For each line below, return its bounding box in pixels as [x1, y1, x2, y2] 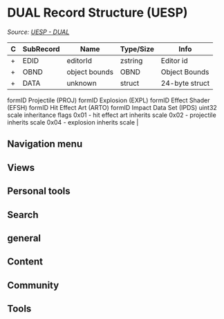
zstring [120, 55, 143, 65]
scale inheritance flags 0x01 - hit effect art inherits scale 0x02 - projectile [7, 111, 216, 119]
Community [7, 279, 59, 291]
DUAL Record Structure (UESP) [7, 5, 188, 21]
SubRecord [22, 44, 60, 53]
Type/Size [120, 44, 154, 53]
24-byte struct [160, 78, 209, 88]
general [7, 232, 41, 244]
